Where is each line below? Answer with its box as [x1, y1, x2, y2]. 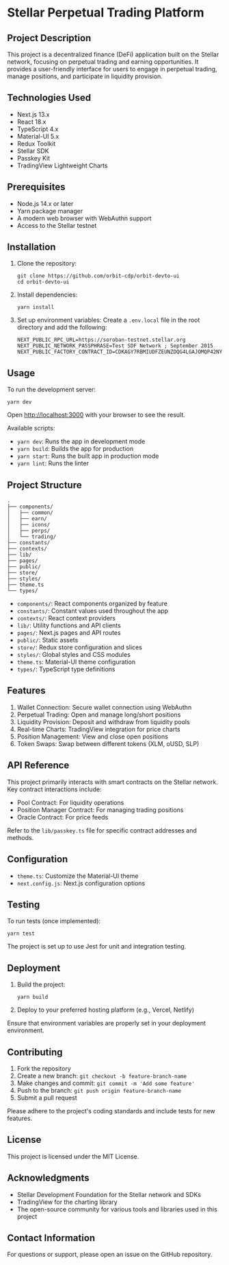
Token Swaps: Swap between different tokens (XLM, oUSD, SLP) [16, 739, 200, 747]
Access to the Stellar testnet [16, 221, 97, 229]
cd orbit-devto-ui [16, 279, 70, 286]
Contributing [7, 1046, 63, 1058]
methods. [7, 833, 34, 842]
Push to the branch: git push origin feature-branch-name [16, 1086, 182, 1094]
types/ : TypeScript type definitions [16, 665, 116, 673]
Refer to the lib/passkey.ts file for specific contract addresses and [7, 826, 197, 835]
